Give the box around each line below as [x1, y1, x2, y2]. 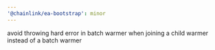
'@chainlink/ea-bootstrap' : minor [7, 10, 106, 17]
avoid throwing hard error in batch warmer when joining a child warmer [7, 29, 209, 37]
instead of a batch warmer [7, 36, 82, 45]
